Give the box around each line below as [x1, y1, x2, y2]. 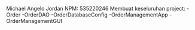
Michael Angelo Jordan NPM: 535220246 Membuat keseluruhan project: [6, 5, 185, 12]
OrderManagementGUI [6, 18, 63, 24]
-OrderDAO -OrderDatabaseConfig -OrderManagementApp [22, 11, 169, 18]
